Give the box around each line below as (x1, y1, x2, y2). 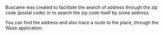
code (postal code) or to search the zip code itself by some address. (5, 10, 150, 16)
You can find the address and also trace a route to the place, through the (5, 20, 159, 25)
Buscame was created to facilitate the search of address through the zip (5, 5, 158, 10)
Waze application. (5, 25, 44, 31)
